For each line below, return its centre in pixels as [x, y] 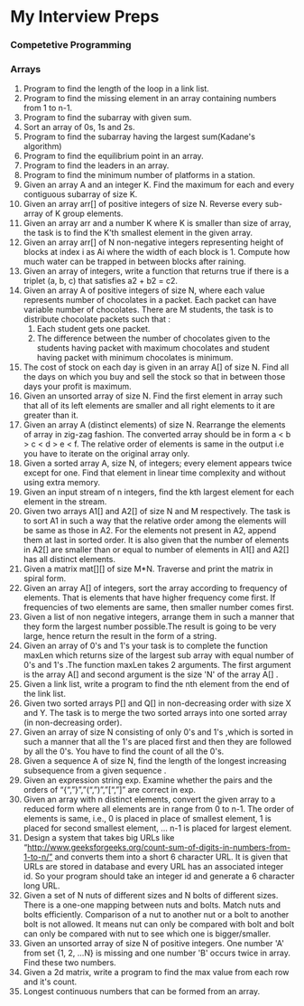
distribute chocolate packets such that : [97, 319]
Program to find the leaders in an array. [96, 165]
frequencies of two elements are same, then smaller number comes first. [158, 607]
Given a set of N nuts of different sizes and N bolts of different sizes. [151, 896]
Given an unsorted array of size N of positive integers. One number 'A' [154, 944]
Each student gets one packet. [93, 329]
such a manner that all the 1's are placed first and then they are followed [157, 742]
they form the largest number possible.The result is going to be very [150, 626]
